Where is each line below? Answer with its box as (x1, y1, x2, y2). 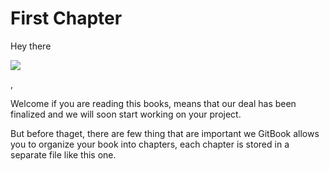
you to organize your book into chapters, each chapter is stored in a (10, 138, 290, 150)
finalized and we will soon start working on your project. (10, 108, 242, 120)
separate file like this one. (10, 148, 117, 161)
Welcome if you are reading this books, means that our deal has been (10, 97, 297, 109)
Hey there (10, 40, 52, 52)
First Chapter (10, 7, 123, 30)
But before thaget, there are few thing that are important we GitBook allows (10, 127, 320, 139)
